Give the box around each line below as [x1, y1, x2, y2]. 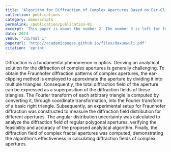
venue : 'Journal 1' [5, 36, 47, 41]
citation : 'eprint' [5, 45, 47, 50]
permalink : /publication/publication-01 [5, 21, 93, 27]
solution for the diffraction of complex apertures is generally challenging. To [5, 65, 165, 71]
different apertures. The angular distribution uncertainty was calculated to [5, 113, 160, 120]
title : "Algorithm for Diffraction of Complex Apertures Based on [5, 7, 149, 13]
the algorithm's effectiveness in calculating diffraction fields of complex [5, 135, 156, 141]
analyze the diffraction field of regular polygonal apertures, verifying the [5, 119, 157, 125]
